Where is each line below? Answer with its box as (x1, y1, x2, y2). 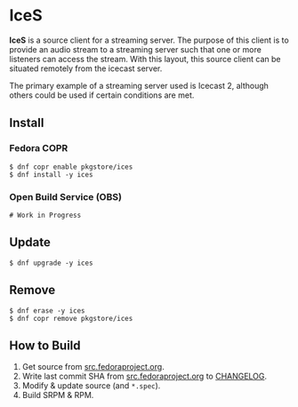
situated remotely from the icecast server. (9, 63, 163, 74)
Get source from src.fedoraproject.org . (21, 362, 165, 372)
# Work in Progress (9, 211, 82, 219)
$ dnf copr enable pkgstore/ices (9, 162, 133, 172)
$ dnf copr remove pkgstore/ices (9, 314, 133, 323)
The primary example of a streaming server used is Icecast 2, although (9, 80, 270, 91)
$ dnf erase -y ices (9, 306, 86, 315)
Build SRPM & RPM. (21, 390, 94, 401)
